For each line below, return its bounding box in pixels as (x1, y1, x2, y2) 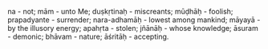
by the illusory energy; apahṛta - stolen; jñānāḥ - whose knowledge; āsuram (7, 24, 258, 32)
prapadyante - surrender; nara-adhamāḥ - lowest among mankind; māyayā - (7, 15, 261, 24)
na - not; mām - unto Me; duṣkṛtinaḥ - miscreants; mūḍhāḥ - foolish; (7, 7, 233, 16)
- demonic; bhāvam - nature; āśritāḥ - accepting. (7, 32, 169, 41)
